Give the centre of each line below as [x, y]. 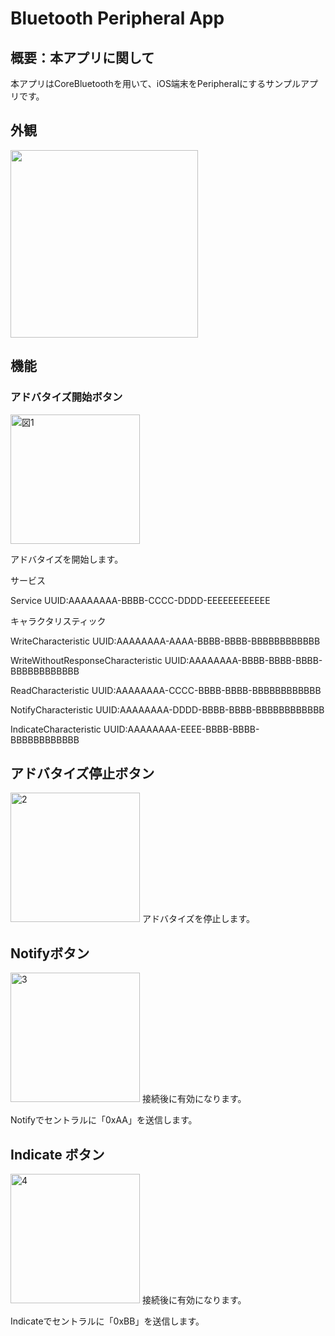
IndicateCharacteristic [56, 729]
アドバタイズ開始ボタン [66, 397]
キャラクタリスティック [58, 621]
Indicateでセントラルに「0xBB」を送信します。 [107, 1321]
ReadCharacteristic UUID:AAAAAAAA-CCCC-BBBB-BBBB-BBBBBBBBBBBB [166, 690]
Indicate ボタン [57, 1154]
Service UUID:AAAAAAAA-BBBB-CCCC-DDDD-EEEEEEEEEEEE [140, 600]
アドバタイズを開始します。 [67, 559]
